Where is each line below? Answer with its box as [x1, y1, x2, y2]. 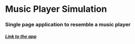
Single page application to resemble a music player [5, 21, 131, 28]
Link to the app [5, 33, 37, 39]
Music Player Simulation [5, 3, 107, 15]
